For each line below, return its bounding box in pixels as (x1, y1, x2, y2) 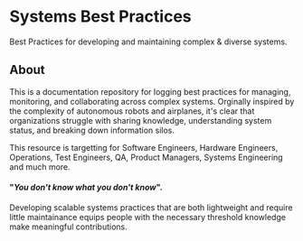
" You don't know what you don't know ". (9, 182, 163, 193)
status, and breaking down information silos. (9, 125, 175, 135)
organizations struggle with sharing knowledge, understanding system (9, 115, 272, 125)
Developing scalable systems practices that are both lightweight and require (9, 201, 293, 213)
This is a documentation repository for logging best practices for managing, (9, 86, 291, 97)
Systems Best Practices (9, 6, 192, 27)
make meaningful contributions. (9, 221, 128, 232)
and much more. (9, 161, 71, 172)
